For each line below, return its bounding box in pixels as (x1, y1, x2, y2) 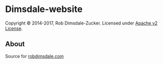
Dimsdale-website (5, 3, 83, 15)
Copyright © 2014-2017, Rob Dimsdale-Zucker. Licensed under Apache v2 (5, 20, 158, 26)
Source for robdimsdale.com (5, 53, 64, 59)
